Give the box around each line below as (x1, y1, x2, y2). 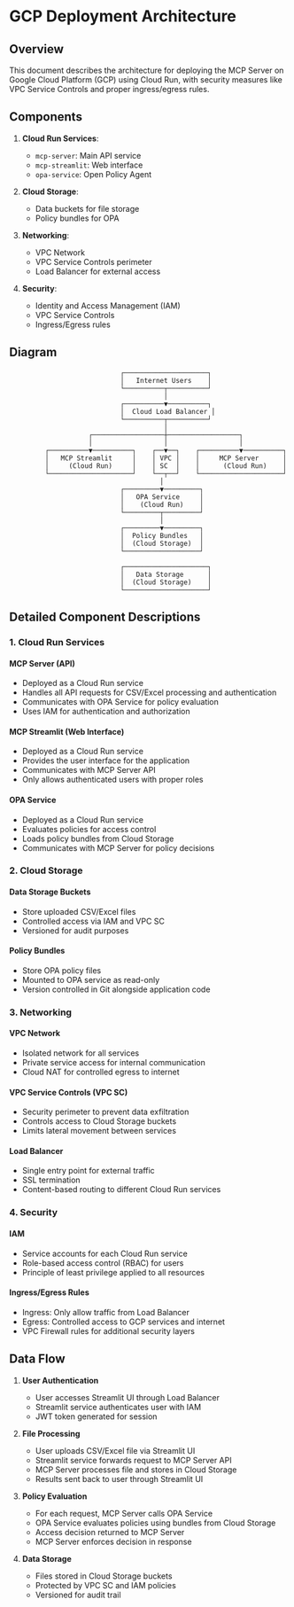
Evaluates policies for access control (21, 823, 157, 834)
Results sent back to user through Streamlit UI (35, 1473, 204, 1484)
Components (9, 109, 82, 125)
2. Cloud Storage (9, 864, 83, 877)
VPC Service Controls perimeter (35, 256, 152, 267)
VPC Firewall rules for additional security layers (21, 1325, 195, 1336)
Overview (9, 42, 65, 57)
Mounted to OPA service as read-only (21, 974, 160, 985)
